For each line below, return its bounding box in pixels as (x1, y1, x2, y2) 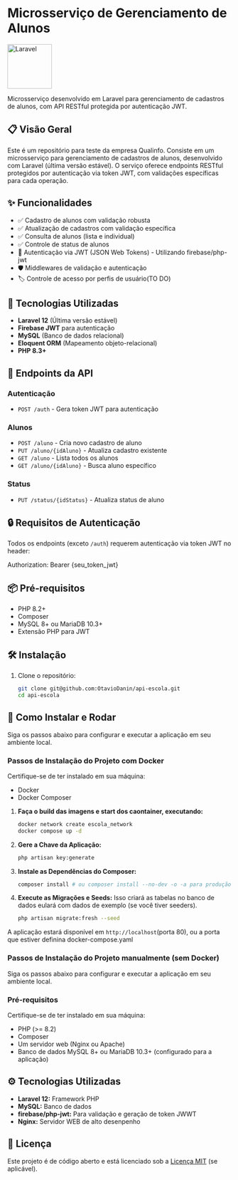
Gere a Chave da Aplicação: (17, 840, 102, 849)
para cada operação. (7, 176, 69, 184)
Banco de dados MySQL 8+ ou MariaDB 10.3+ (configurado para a (17, 1047, 212, 1055)
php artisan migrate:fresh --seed (17, 915, 120, 922)
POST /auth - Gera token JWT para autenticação (17, 404, 158, 414)
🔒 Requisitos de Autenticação (7, 517, 141, 529)
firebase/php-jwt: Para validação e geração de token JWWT (17, 1109, 197, 1118)
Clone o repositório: (17, 672, 76, 680)
